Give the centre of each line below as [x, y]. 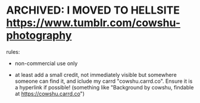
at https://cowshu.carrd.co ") [50, 94]
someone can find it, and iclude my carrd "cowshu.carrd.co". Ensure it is [104, 81]
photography [39, 36]
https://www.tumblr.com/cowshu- [93, 23]
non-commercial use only [46, 63]
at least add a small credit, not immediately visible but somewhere [96, 75]
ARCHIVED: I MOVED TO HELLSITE [93, 10]
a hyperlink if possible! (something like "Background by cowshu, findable [104, 87]
